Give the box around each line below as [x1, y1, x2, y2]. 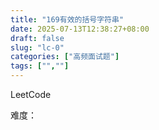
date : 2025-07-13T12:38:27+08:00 [10, 24, 150, 34]
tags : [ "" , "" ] [10, 61, 70, 71]
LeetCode [10, 89, 52, 100]
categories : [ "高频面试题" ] [10, 52, 120, 62]
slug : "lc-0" [10, 42, 65, 53]
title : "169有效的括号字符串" [10, 14, 125, 25]
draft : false [10, 33, 65, 43]
